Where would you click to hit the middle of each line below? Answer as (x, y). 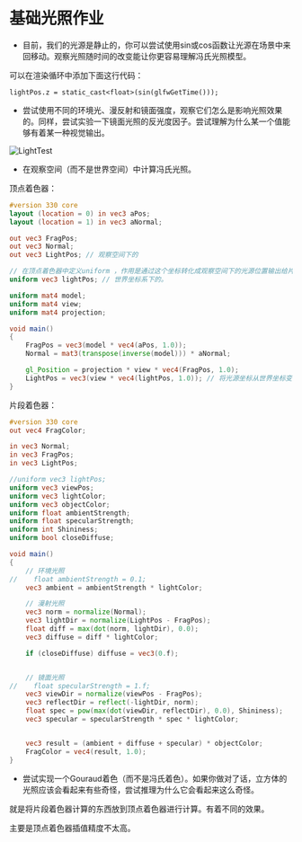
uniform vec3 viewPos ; (52, 487)
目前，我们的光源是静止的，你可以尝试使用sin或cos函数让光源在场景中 (152, 45)
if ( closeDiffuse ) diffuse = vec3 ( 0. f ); (102, 653)
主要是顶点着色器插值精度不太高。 (72, 828)
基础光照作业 (57, 18)
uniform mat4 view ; (46, 304)
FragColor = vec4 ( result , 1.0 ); (86, 751)
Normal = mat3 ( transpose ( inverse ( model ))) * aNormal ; (128, 354)
